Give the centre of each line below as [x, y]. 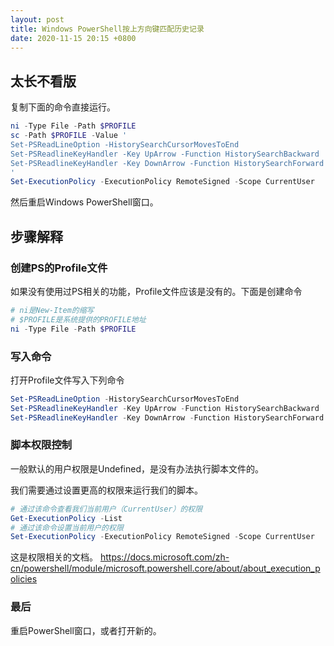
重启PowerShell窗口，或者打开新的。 [86, 630]
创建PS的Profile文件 [59, 268]
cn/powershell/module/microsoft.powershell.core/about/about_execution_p [165, 568]
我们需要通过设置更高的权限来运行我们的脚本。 [106, 490]
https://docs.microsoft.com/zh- [164, 557]
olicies [24, 579]
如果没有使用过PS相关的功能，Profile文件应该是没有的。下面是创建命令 [156, 291]
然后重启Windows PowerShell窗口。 [84, 202]
